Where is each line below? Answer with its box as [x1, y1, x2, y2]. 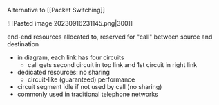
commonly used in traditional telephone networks [17, 90, 159, 98]
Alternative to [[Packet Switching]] [7, 6, 105, 14]
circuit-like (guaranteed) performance [27, 75, 135, 84]
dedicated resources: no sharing [17, 68, 111, 76]
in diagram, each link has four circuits [17, 53, 124, 61]
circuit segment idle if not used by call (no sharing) [17, 83, 162, 90]
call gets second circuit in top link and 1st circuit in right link [27, 61, 198, 68]
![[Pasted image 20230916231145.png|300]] [7, 19, 133, 27]
